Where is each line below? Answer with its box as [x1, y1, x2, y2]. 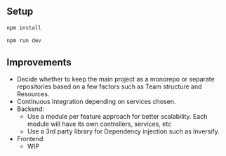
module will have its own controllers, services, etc [27, 119, 172, 129]
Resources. [16, 90, 50, 98]
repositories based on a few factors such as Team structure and [16, 82, 202, 91]
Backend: [16, 105, 45, 113]
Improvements [6, 56, 72, 68]
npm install [6, 24, 41, 31]
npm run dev [6, 37, 41, 44]
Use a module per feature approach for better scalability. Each [27, 112, 208, 121]
